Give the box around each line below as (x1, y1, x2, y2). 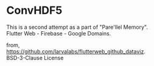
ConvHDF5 (6, 4, 63, 17)
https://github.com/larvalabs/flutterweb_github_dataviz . (6, 47, 146, 55)
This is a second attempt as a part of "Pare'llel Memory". (6, 23, 148, 31)
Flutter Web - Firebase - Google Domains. (6, 29, 111, 37)
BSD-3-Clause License (6, 54, 64, 61)
